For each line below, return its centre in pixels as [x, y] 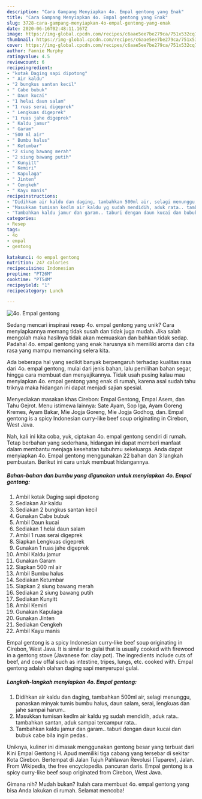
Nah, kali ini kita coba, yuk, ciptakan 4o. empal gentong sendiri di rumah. [97, 436]
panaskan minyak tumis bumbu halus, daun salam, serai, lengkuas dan [102, 703]
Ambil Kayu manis [38, 631]
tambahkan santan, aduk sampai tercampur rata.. [76, 723]
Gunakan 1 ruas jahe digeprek [52, 548]
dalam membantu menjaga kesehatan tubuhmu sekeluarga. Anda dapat [95, 449]
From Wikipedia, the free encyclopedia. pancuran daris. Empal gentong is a [100, 766]
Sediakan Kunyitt [36, 599]
